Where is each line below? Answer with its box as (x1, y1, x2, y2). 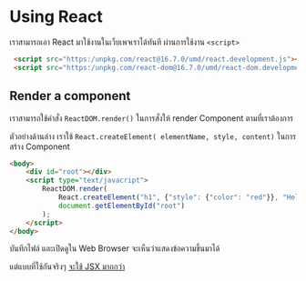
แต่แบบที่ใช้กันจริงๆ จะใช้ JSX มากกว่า (9, 261, 126, 272)
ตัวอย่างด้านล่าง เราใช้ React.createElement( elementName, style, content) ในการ (9, 130, 297, 142)
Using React (9, 6, 103, 27)
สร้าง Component (9, 141, 70, 152)
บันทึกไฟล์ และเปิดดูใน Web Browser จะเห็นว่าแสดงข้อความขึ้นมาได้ (9, 243, 220, 254)
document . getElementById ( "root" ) (57, 201, 185, 210)
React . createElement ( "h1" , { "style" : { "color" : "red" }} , (57, 193, 280, 202)
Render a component (9, 88, 131, 104)
